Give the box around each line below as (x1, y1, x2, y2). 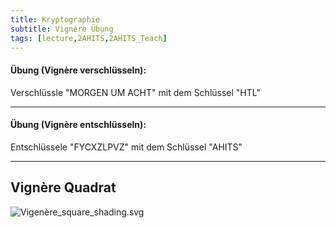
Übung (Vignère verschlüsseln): (10, 64, 147, 76)
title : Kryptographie (10, 14, 101, 25)
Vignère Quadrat (10, 179, 117, 196)
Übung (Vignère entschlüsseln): (10, 119, 147, 131)
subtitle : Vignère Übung (10, 24, 114, 34)
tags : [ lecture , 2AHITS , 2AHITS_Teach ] (10, 33, 168, 43)
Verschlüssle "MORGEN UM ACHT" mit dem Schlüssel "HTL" (10, 86, 261, 98)
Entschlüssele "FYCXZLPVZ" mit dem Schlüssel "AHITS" (10, 141, 243, 153)
